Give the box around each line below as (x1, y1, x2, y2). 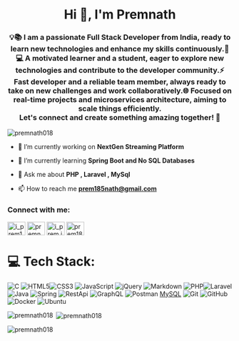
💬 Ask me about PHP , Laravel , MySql (17, 170, 131, 179)
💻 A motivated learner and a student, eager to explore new (15, 54, 225, 63)
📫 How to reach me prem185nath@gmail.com (17, 185, 157, 193)
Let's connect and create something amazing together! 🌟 (19, 113, 221, 123)
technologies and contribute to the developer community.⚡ (15, 66, 225, 76)
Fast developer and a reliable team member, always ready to (14, 77, 226, 87)
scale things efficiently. (78, 103, 162, 113)
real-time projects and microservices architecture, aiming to (13, 95, 227, 105)
